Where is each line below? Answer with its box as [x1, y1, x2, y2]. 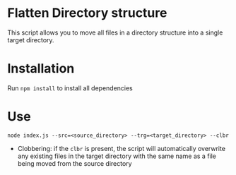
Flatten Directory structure [7, 5, 167, 21]
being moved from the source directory [17, 159, 132, 167]
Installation [7, 61, 75, 77]
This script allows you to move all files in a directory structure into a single [7, 28, 223, 37]
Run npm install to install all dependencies [7, 83, 133, 92]
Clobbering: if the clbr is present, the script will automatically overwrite [17, 144, 226, 152]
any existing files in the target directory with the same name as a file [17, 152, 217, 160]
